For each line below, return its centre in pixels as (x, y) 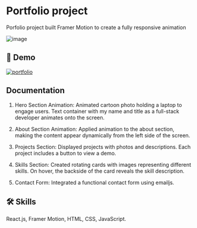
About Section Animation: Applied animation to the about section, (95, 129)
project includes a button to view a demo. (66, 153)
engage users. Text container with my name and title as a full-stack (97, 111)
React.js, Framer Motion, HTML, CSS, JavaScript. (66, 219)
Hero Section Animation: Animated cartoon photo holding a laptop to (98, 104)
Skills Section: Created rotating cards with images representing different (103, 164)
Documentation (36, 91)
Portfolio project (47, 11)
